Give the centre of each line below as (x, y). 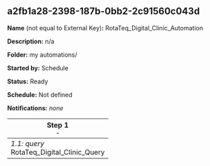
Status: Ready (28, 81)
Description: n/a (31, 41)
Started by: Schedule (38, 68)
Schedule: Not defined (40, 94)
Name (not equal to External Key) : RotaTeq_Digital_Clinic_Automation (105, 28)
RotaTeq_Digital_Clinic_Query (58, 152)
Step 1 (58, 125)
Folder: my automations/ (42, 54)
